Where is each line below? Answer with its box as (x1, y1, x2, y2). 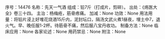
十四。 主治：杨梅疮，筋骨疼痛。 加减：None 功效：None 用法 (22, 10, 149, 16)
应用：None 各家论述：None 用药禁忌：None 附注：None (9, 29, 126, 34)
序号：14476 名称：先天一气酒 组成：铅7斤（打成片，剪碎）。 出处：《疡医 (5, 4, 153, 10)
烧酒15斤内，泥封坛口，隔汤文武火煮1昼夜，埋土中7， (48, 17, 156, 22)
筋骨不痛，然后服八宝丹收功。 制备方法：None (59, 22, 153, 28)
